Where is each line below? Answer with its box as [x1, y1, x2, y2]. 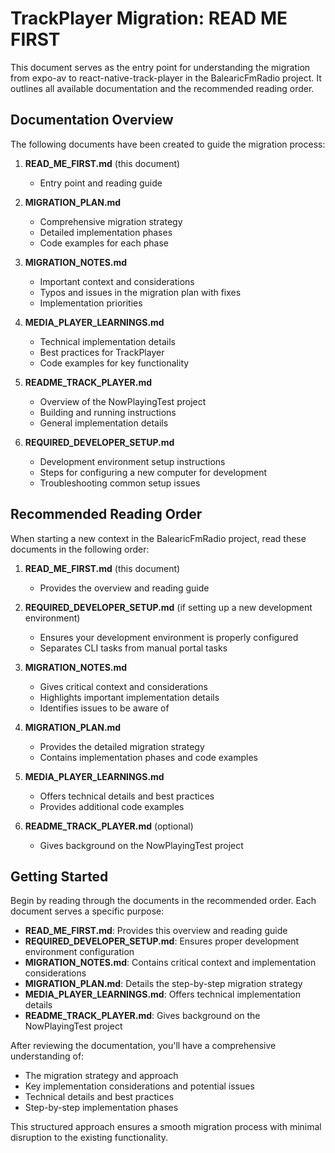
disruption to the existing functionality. [10, 1132, 168, 1144]
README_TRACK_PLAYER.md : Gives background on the [24, 1010, 261, 1022]
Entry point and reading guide [39, 177, 163, 189]
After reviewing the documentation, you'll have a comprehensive [10, 1040, 277, 1052]
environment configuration [24, 946, 135, 958]
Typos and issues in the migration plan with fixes [39, 286, 242, 298]
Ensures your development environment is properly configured [39, 631, 299, 643]
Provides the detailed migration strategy [39, 740, 205, 752]
